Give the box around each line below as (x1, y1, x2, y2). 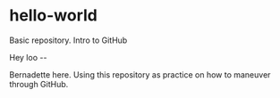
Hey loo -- (9, 52, 47, 62)
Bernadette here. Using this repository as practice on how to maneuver (9, 69, 271, 80)
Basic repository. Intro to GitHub (9, 35, 128, 45)
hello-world (9, 5, 98, 26)
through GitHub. (9, 78, 69, 89)
